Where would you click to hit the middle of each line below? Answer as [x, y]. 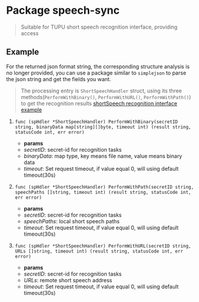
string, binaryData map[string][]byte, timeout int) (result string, [103, 127]
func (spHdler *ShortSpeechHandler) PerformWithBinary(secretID [96, 122]
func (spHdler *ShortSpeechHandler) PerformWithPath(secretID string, [104, 187]
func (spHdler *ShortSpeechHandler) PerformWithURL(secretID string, [103, 246]
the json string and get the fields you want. [59, 79]
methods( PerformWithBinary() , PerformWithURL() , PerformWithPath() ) [106, 97]
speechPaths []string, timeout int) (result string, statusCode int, [103, 192]
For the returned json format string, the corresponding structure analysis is [98, 66]
